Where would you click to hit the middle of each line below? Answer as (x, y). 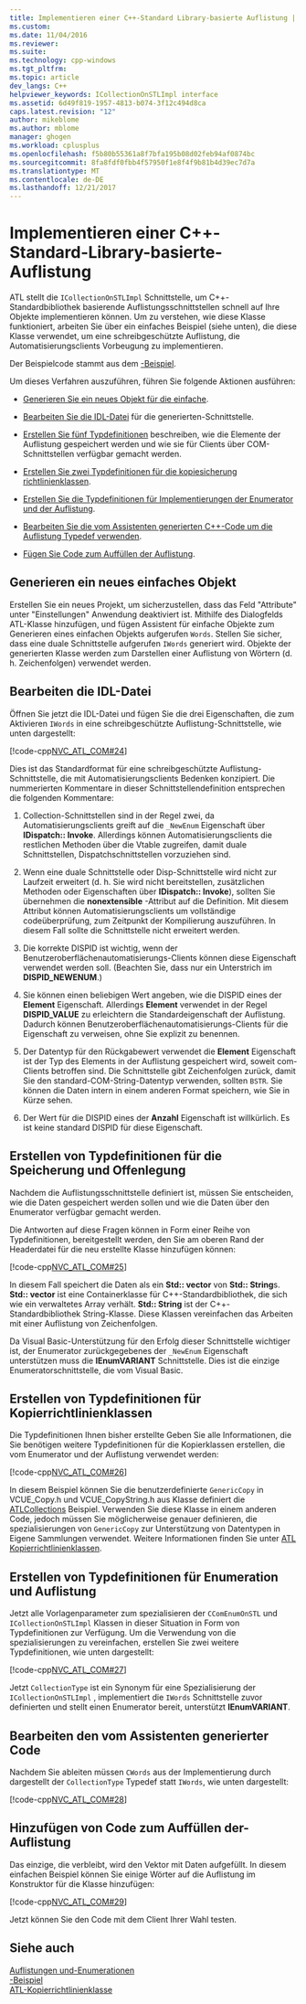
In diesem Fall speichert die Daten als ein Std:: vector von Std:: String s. (145, 1284)
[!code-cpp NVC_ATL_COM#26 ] (69, 1472)
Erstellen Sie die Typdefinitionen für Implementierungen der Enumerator (158, 499)
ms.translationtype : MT (55, 171)
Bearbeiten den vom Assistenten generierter (139, 1736)
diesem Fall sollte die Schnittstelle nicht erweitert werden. (131, 930)
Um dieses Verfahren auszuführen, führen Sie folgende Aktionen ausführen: (153, 381)
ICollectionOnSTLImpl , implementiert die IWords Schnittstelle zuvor (136, 1698)
